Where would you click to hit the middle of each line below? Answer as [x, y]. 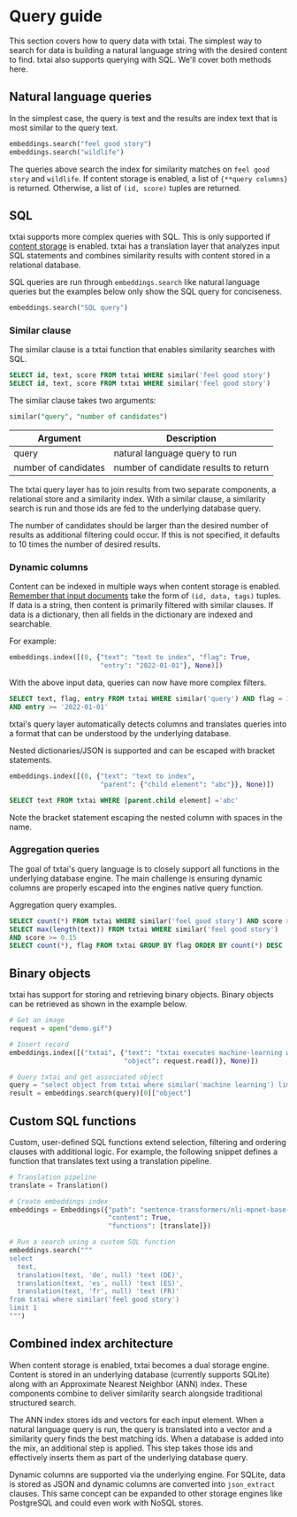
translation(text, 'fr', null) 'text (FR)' [98, 1291]
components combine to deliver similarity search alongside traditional [136, 1393]
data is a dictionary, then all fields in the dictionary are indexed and [131, 615]
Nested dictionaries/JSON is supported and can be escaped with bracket [142, 751]
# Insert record [39, 1044]
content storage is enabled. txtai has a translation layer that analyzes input [145, 246]
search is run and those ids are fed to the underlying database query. [135, 508]
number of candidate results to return [191, 468]
